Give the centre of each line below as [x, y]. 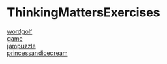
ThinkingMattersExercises [83, 13]
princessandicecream [37, 53]
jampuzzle [21, 46]
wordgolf [20, 31]
